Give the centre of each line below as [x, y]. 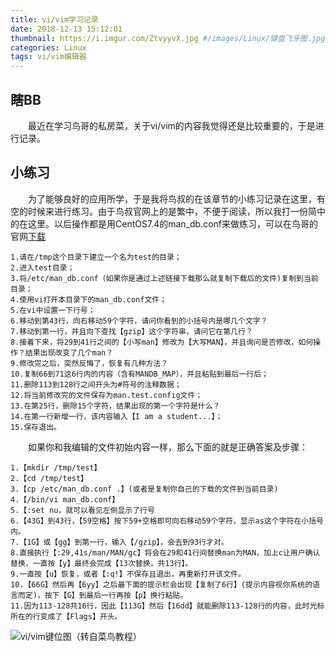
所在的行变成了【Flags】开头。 [66, 616]
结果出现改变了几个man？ [69, 352]
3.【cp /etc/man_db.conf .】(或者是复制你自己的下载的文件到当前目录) [144, 489]
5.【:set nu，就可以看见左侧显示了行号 [82, 510]
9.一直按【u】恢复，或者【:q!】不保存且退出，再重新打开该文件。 [128, 574]
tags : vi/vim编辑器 [48, 57]
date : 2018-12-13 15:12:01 [66, 29]
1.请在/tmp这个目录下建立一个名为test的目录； [96, 257]
